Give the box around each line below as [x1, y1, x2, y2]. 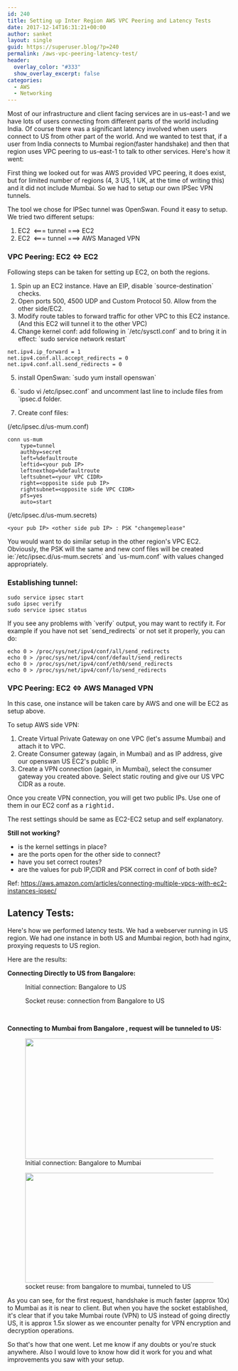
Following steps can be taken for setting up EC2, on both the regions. [7, 268, 210, 276]
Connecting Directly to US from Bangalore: [7, 969, 136, 977]
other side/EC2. [17, 304, 64, 313]
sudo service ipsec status [7, 606, 87, 613]
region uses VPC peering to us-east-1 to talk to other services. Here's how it [7, 147, 231, 156]
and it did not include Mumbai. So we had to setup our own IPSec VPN [7, 184, 213, 192]
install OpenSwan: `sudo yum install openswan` [17, 373, 156, 382]
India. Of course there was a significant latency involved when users [7, 125, 207, 133]
